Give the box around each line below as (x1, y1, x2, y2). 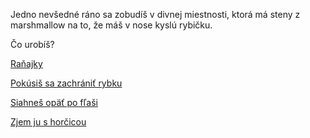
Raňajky (10, 58, 43, 69)
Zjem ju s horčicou (10, 116, 87, 128)
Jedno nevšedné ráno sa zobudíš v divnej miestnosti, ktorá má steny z (10, 9, 301, 20)
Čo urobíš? (10, 39, 55, 50)
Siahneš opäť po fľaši (10, 97, 98, 108)
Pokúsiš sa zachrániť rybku (10, 77, 123, 89)
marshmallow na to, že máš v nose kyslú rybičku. (10, 19, 213, 31)
